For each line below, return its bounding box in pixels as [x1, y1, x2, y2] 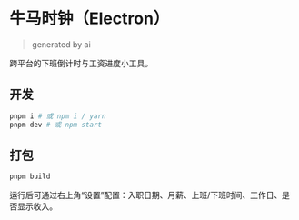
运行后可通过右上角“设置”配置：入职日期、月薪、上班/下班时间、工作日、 [9, 190, 283, 201]
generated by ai [31, 38, 91, 50]
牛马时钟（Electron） [9, 8, 170, 29]
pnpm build [9, 172, 51, 182]
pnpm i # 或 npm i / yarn [9, 111, 106, 121]
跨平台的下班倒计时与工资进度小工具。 [9, 57, 153, 68]
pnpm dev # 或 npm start [9, 120, 103, 129]
